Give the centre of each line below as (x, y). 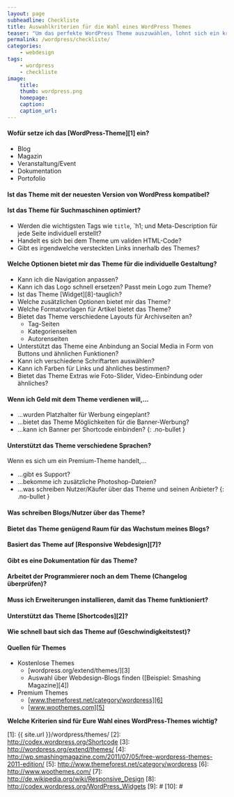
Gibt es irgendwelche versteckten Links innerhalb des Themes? (108, 248)
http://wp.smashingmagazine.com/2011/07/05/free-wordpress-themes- (110, 757)
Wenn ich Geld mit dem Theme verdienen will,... (78, 399)
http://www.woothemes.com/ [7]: (55, 772)
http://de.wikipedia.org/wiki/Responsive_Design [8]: (82, 779)
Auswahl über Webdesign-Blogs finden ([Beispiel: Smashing (114, 678)
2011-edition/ (26, 764)
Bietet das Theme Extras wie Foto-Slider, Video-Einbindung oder (110, 375)
